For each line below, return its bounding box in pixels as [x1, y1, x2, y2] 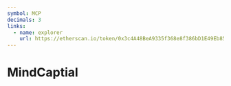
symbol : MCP [7, 10, 41, 17]
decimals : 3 [7, 16, 41, 23]
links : [7, 23, 26, 29]
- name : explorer [13, 29, 63, 36]
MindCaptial [7, 65, 79, 81]
